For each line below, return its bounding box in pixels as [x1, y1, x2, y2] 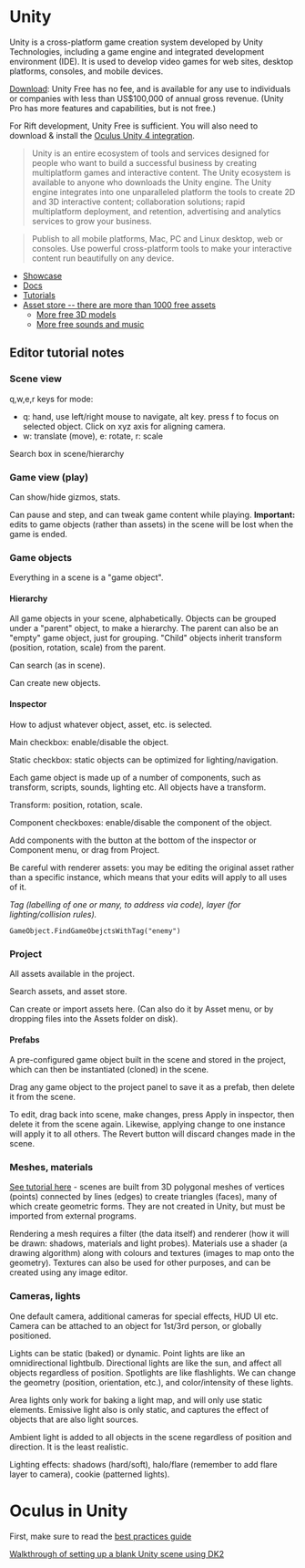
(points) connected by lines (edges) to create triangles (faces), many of [9, 1191, 278, 1202]
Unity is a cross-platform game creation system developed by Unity [9, 36, 264, 47]
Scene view [9, 372, 62, 385]
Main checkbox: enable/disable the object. [9, 736, 169, 747]
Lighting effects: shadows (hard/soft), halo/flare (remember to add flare [9, 1459, 278, 1469]
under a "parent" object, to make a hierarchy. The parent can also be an [9, 623, 280, 634]
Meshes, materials [9, 1161, 94, 1174]
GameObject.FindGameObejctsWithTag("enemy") [9, 926, 181, 936]
